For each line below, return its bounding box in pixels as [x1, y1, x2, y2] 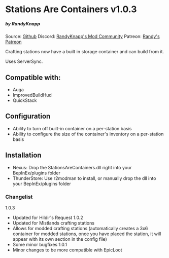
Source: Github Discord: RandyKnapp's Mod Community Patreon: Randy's [5, 33, 160, 40]
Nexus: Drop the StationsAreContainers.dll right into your [12, 164, 132, 170]
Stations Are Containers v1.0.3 [5, 4, 137, 15]
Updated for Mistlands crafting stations [12, 219, 95, 226]
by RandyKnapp [5, 20, 41, 26]
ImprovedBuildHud [12, 92, 52, 98]
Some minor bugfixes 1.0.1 [12, 241, 67, 247]
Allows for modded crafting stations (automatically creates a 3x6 [12, 225, 148, 231]
